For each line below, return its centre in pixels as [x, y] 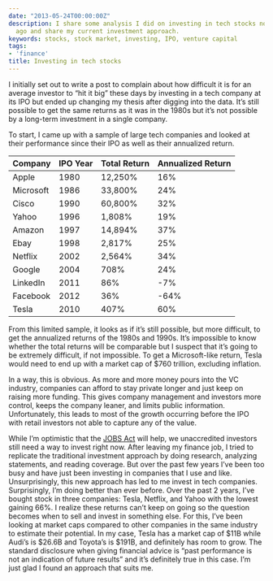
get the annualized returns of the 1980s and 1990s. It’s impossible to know [133, 337]
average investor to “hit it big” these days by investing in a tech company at [135, 93]
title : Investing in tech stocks [65, 62]
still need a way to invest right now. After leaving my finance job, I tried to [131, 447]
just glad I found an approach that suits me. [81, 568]
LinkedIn [29, 283]
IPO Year [76, 163]
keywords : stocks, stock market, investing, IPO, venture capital [123, 39]
